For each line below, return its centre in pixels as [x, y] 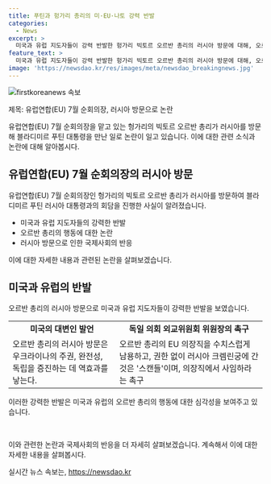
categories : [28, 23]
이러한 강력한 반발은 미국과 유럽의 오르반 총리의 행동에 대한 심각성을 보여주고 [129, 402]
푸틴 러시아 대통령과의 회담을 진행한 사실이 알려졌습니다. [118, 205]
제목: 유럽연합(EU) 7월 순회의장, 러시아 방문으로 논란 [91, 109]
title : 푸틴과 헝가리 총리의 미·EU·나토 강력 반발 [81, 16]
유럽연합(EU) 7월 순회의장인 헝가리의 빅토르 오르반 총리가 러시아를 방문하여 [126, 195]
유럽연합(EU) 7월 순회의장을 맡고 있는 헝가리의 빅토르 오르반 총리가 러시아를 [127, 126]
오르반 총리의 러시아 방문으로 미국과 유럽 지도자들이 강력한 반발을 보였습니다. [129, 308]
